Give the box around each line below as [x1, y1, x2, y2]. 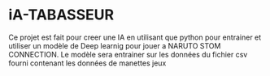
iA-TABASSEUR [8, 6, 115, 24]
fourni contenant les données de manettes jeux [8, 58, 167, 68]
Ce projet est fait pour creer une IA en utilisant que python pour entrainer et [8, 32, 262, 42]
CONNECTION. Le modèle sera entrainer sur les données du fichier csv [8, 49, 248, 59]
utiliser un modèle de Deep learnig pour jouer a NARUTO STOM [8, 40, 221, 50]
